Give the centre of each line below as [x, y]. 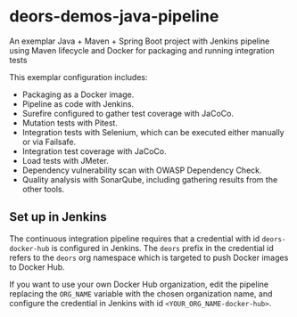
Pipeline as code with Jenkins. [78, 103]
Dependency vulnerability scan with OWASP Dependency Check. [142, 170]
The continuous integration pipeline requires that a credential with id [135, 239]
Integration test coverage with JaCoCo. [94, 151]
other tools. [43, 189]
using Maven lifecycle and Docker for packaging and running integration [142, 50]
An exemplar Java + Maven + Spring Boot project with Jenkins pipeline [140, 41]
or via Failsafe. [49, 142]
